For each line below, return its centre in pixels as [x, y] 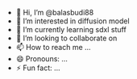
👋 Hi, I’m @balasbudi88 [55, 12]
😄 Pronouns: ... [42, 59]
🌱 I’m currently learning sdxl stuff [71, 29]
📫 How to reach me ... [53, 47]
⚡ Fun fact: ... [38, 68]
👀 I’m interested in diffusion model [73, 21]
